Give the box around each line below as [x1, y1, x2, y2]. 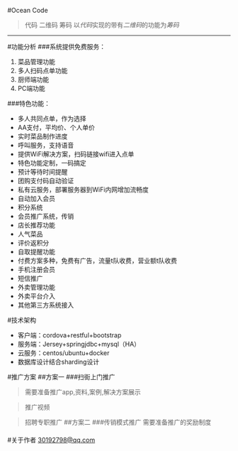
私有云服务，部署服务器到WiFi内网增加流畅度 [17, 185, 149, 194]
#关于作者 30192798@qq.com [7, 435, 96, 444]
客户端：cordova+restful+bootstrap [17, 331, 122, 339]
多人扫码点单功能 [17, 67, 68, 75]
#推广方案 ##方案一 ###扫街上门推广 [7, 373, 115, 381]
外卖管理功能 [17, 283, 55, 291]
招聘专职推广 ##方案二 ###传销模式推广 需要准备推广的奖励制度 [24, 418, 211, 426]
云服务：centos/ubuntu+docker [17, 349, 110, 357]
